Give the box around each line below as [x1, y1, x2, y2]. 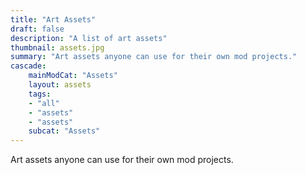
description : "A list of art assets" [10, 33, 168, 43]
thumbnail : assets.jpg [10, 42, 105, 53]
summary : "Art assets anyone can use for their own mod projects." [10, 52, 298, 62]
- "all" [28, 98, 60, 108]
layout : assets [28, 80, 92, 90]
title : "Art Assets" [10, 14, 97, 25]
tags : [28, 89, 52, 99]
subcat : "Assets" [28, 126, 101, 136]
